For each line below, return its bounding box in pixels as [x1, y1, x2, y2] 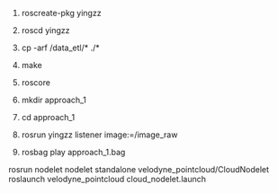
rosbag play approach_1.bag [21, 147, 126, 157]
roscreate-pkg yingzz [21, 8, 102, 18]
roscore [21, 77, 51, 88]
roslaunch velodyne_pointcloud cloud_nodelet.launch [8, 174, 206, 184]
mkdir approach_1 [21, 94, 86, 105]
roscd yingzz [21, 25, 70, 35]
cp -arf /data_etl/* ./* [21, 42, 100, 53]
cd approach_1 [21, 112, 76, 122]
